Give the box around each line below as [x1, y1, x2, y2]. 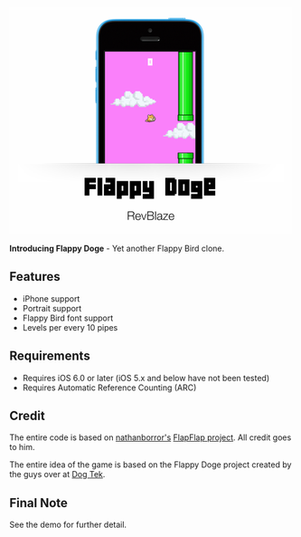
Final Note [9, 495, 68, 511]
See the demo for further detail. [9, 519, 127, 531]
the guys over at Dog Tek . [9, 469, 106, 480]
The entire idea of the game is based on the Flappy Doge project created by [9, 459, 292, 470]
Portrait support [22, 302, 82, 313]
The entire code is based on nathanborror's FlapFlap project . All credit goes [9, 432, 292, 443]
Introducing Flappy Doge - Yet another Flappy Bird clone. [9, 243, 225, 254]
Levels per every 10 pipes [22, 321, 118, 332]
